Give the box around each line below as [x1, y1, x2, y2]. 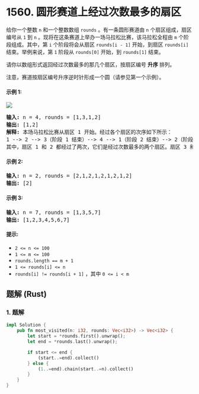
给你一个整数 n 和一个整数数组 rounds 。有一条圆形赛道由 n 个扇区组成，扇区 [6, 26, 192, 33]
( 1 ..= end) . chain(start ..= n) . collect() [37, 366, 134, 372]
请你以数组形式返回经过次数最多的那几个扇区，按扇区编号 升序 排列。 [6, 60, 175, 68]
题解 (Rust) [6, 289, 47, 299]
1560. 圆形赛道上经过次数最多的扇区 [6, 5, 182, 19]
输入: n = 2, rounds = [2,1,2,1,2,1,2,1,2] [6, 172, 132, 180]
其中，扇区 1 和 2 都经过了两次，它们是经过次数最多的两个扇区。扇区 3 [6, 143, 187, 150]
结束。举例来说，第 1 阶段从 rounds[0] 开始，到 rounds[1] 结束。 [6, 48, 164, 55]
